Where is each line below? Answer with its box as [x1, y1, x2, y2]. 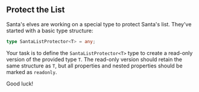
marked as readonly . [6, 68, 57, 75]
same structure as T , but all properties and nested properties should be [6, 62, 183, 69]
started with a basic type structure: [6, 27, 93, 34]
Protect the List [6, 5, 65, 15]
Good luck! [6, 80, 34, 87]
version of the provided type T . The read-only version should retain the [6, 56, 183, 63]
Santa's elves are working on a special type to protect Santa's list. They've [6, 20, 192, 27]
